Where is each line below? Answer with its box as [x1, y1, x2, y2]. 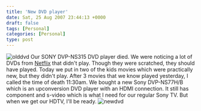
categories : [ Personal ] [6, 31, 66, 37]
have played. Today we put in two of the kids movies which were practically [6, 66, 193, 73]
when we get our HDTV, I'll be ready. [6, 98, 97, 105]
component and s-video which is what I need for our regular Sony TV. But [6, 91, 188, 98]
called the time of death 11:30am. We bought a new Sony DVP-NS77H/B [6, 79, 184, 86]
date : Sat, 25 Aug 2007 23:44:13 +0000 [6, 14, 106, 20]
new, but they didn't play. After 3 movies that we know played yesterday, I [6, 73, 188, 79]
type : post [6, 37, 34, 43]
